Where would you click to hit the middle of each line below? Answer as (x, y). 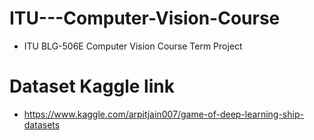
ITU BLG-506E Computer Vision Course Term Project (133, 46)
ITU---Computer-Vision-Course (145, 18)
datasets (42, 124)
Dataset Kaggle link (92, 86)
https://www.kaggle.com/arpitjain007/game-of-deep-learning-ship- (163, 114)
